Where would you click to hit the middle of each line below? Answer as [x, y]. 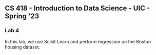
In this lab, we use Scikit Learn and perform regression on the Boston [78, 41]
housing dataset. [23, 47]
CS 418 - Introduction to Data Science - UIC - [77, 8]
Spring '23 [22, 16]
